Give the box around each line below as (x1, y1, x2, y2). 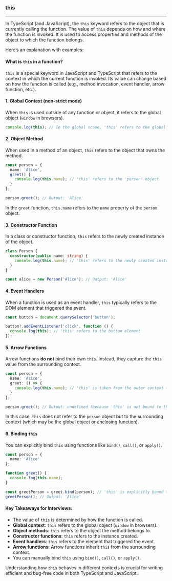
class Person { (5, 249, 38, 254)
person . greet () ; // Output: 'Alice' (5, 196, 83, 201)
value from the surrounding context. (5, 361, 81, 368)
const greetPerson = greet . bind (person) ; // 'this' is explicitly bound (5, 489, 164, 494)
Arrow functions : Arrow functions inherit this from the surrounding (12, 544, 156, 550)
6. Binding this (5, 431, 38, 437)
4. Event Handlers (5, 288, 45, 294)
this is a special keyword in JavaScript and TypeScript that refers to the (5, 70, 157, 76)
